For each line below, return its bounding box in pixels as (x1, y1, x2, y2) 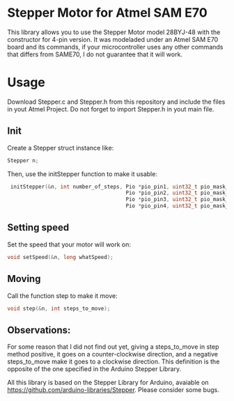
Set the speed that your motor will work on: (7, 240, 131, 249)
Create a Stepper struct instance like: (7, 143, 114, 152)
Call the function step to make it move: (7, 291, 118, 300)
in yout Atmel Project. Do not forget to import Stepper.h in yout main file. (7, 104, 214, 113)
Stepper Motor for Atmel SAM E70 (7, 5, 208, 21)
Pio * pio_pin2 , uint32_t (125, 189, 198, 196)
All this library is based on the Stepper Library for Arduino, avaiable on (7, 378, 209, 387)
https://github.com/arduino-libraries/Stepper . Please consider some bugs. (7, 386, 219, 394)
